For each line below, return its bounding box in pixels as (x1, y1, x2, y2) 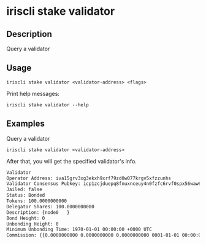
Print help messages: (6, 90, 60, 97)
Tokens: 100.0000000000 (6, 198, 67, 204)
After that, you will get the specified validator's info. (6, 157, 137, 165)
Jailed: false (6, 186, 43, 193)
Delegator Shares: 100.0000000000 (6, 203, 95, 210)
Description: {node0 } (6, 209, 70, 216)
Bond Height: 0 (6, 215, 45, 221)
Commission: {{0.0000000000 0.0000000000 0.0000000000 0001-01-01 (6, 232, 180, 238)
